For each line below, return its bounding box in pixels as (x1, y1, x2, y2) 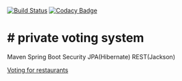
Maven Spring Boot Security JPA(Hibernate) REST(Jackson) (7, 52, 176, 61)
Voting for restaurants (7, 65, 69, 74)
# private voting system (7, 31, 145, 46)
